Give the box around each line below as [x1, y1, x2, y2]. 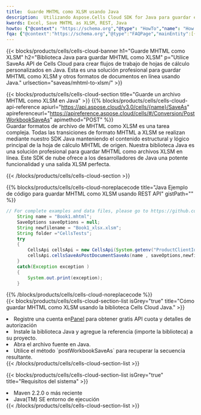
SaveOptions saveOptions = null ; [17, 219, 100, 225]
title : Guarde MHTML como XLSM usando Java [6, 8, 119, 15]
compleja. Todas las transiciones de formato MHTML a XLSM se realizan [6, 129, 185, 136]
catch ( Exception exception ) [17, 264, 90, 270]
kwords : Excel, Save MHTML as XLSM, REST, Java [6, 20, 127, 26]
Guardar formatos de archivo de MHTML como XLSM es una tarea [6, 123, 170, 130]
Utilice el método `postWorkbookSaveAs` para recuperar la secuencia [14, 347, 185, 355]
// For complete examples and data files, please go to [6, 208, 148, 214]
